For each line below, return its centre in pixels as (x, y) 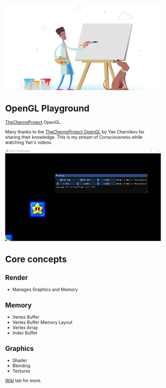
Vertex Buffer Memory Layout (42, 323)
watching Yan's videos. (29, 142)
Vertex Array (25, 328)
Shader (20, 360)
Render (17, 277)
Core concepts (36, 259)
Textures (21, 371)
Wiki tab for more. (23, 380)
